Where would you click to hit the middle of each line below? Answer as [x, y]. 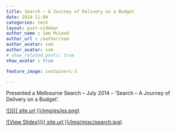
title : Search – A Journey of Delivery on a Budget [70, 11]
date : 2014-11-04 [27, 17]
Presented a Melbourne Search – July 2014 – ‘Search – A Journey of [88, 93]
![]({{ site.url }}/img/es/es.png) [43, 111]
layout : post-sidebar [32, 28]
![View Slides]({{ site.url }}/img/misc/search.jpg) [64, 122]
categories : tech [27, 22]
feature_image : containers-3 [42, 71]
